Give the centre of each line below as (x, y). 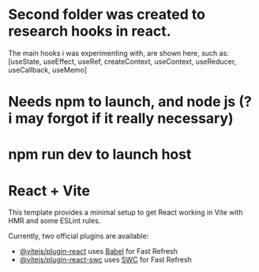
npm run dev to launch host (100, 155)
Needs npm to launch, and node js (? (130, 102)
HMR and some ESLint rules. (54, 221)
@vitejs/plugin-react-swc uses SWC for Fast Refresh (105, 260)
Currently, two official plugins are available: (79, 236)
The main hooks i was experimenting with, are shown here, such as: (118, 53)
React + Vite (49, 190)
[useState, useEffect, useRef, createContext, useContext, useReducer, (122, 61)
